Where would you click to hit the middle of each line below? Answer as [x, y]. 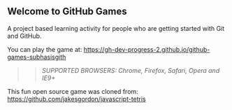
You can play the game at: [45, 49]
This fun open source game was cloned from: [73, 91]
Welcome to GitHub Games [67, 12]
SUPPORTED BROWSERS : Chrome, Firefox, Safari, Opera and [131, 70]
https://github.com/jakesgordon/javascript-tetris [77, 99]
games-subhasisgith [37, 57]
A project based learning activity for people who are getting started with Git [116, 28]
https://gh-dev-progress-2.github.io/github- [147, 49]
